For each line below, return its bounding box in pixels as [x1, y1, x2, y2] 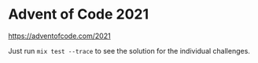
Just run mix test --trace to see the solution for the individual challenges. [8, 46, 250, 55]
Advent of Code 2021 [8, 5, 149, 23]
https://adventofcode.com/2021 [8, 31, 112, 40]
